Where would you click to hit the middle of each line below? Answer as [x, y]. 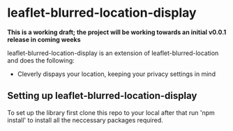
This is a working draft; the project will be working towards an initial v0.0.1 [117, 32]
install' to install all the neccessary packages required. [85, 120]
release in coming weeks [44, 39]
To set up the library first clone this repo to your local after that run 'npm [111, 112]
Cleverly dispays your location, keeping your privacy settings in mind [116, 74]
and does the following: [41, 60]
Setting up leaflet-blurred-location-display [102, 96]
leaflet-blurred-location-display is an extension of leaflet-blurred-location [113, 53]
